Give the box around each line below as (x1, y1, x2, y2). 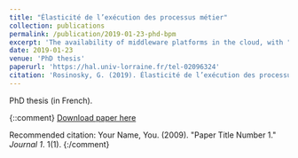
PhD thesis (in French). (9, 95, 93, 106)
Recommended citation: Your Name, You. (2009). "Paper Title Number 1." (9, 130, 277, 140)
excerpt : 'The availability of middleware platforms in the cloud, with (9, 37, 284, 47)
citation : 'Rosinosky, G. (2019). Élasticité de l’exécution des (9, 71, 255, 80)
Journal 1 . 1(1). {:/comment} (9, 138, 110, 149)
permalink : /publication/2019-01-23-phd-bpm (9, 29, 176, 38)
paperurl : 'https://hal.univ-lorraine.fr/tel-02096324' (9, 63, 220, 72)
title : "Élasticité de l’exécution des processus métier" (9, 12, 228, 22)
